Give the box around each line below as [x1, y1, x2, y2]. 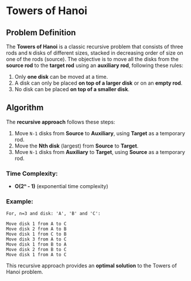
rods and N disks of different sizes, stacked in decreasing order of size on [6, 49, 183, 56]
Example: [6, 198, 33, 206]
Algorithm [6, 103, 44, 113]
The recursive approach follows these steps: [6, 118, 115, 125]
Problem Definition [6, 28, 76, 38]
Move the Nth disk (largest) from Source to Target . [14, 142, 139, 149]
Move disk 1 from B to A [6, 242, 67, 247]
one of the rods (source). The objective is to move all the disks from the [6, 56, 179, 62]
